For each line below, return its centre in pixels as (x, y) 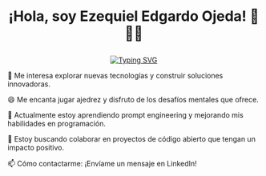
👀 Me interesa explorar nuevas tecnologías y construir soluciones (115, 76)
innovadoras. (29, 84)
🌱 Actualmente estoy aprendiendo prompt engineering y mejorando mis (125, 115)
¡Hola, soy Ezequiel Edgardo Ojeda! (128, 16)
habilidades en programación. (56, 124)
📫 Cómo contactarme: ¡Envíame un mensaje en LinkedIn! (102, 164)
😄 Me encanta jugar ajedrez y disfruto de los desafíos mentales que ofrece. (133, 100)
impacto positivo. (36, 148)
